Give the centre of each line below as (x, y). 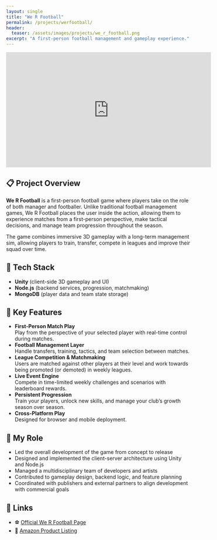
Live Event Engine (37, 376)
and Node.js (29, 465)
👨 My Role (25, 438)
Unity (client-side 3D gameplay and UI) (62, 281)
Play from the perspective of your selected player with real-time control (101, 333)
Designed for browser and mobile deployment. (70, 419)
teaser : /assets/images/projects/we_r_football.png (76, 33)
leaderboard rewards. (41, 388)
